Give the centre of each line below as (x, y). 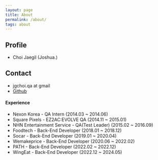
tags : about (18, 24)
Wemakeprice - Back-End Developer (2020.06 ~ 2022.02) (74, 142)
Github (20, 91)
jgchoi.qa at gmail (31, 85)
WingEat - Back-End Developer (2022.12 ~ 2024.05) (67, 152)
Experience (18, 103)
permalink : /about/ (26, 19)
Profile (16, 45)
